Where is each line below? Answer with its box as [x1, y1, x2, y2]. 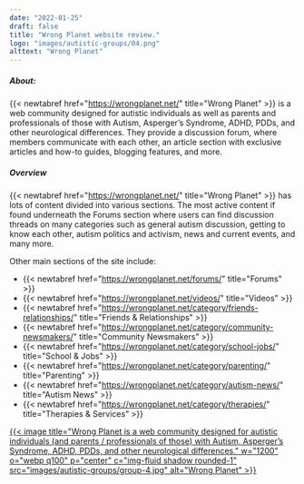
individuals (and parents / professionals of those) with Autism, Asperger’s [9, 436, 284, 447]
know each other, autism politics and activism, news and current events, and [9, 229, 296, 240]
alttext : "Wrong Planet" [9, 47, 103, 56]
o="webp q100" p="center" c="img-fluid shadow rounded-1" [9, 455, 238, 466]
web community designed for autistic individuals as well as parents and [9, 108, 277, 119]
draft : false [9, 22, 59, 31]
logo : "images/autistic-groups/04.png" [9, 38, 161, 48]
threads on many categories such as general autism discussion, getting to [9, 219, 286, 230]
